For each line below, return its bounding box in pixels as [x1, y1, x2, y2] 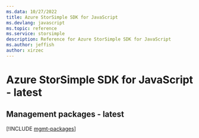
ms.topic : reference [6, 25, 58, 32]
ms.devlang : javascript [6, 20, 65, 26]
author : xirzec [6, 48, 44, 54]
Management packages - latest [6, 109, 125, 120]
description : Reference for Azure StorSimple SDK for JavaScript [6, 36, 171, 42]
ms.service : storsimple [6, 31, 65, 37]
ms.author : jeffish [6, 42, 55, 48]
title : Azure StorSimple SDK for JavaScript [6, 14, 118, 20]
